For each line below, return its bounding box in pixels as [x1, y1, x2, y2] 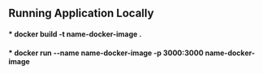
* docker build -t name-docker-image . [8, 28, 142, 39]
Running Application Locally [8, 7, 154, 20]
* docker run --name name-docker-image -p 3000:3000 [8, 48, 205, 58]
